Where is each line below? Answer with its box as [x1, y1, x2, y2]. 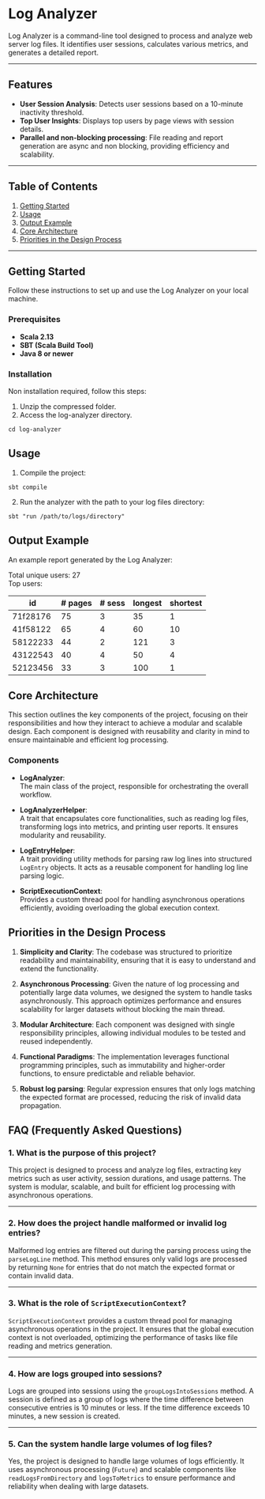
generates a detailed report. [8, 47, 99, 57]
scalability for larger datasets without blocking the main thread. [19, 1004, 226, 1013]
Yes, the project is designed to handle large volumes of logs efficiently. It [8, 1456, 244, 1466]
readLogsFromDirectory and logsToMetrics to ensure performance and [8, 1473, 236, 1483]
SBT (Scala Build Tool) [19, 340, 94, 350]
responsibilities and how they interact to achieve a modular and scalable [8, 718, 243, 728]
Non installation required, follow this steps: [8, 386, 147, 396]
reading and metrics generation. [8, 1341, 113, 1350]
